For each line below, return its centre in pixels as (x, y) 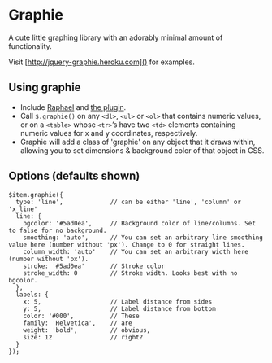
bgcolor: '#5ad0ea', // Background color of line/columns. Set (139, 223)
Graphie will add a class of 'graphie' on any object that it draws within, (138, 142)
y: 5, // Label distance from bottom (120, 308)
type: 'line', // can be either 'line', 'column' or (129, 202)
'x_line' (23, 209)
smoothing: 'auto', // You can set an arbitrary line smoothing (143, 238)
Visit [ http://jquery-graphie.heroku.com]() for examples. (101, 62)
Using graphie (45, 87)
